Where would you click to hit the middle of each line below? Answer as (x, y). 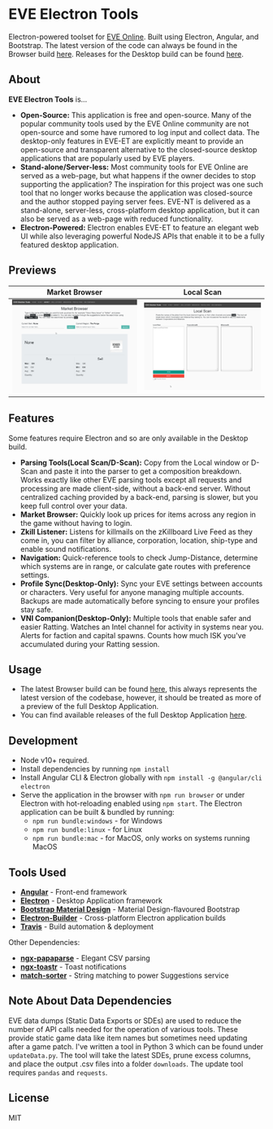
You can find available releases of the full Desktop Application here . (134, 715)
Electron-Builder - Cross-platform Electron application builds (123, 918)
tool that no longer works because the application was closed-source (136, 193)
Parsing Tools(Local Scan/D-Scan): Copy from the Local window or (134, 462)
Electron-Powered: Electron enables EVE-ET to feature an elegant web (139, 227)
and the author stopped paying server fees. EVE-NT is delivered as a (135, 201)
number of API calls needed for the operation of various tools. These (123, 1029)
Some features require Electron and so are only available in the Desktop (128, 438)
